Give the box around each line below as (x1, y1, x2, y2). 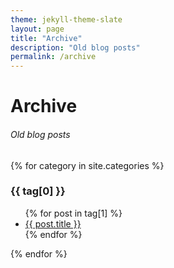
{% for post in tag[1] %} (24, 207, 123, 219)
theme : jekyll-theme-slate (10, 14, 123, 25)
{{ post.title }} (24, 217, 82, 230)
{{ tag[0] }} (10, 184, 66, 198)
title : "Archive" (10, 33, 83, 43)
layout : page (10, 24, 65, 34)
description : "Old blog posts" (10, 42, 141, 53)
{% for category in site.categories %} (10, 159, 165, 171)
